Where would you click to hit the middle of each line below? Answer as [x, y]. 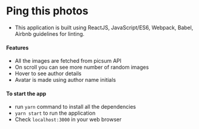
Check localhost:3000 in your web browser [68, 119]
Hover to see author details [48, 73]
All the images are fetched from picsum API [68, 61]
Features [17, 47]
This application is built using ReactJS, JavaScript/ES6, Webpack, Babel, [104, 27]
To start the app [26, 93]
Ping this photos [47, 11]
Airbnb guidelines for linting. [49, 33]
